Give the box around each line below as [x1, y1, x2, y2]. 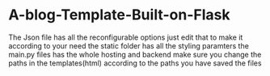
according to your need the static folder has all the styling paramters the [8, 40, 249, 50]
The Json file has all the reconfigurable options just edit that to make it [8, 32, 243, 42]
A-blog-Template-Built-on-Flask [8, 6, 230, 24]
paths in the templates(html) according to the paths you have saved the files [8, 58, 262, 68]
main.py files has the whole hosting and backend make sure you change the [8, 49, 262, 59]
